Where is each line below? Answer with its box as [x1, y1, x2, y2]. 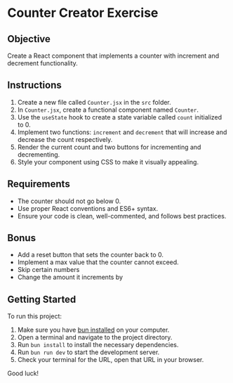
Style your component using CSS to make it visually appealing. [17, 157, 199, 166]
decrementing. [17, 150, 60, 159]
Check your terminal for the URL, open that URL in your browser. [17, 356, 204, 364]
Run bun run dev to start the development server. [17, 348, 160, 356]
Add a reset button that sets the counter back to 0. [17, 251, 164, 259]
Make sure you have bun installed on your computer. [17, 325, 170, 335]
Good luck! [7, 369, 39, 377]
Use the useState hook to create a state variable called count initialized [17, 112, 222, 121]
